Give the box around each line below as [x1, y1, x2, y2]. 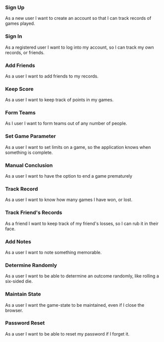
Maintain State [5, 291, 41, 298]
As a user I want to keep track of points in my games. [5, 97, 114, 103]
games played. [5, 20, 36, 26]
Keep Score [5, 85, 34, 92]
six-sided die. [5, 278, 33, 284]
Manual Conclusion [5, 162, 53, 169]
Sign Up [5, 4, 25, 11]
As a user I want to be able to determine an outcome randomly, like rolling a [5, 273, 160, 279]
